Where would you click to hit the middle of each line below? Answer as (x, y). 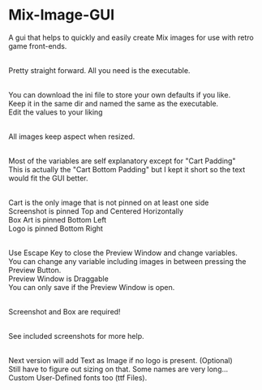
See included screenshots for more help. (76, 336)
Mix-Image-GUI (62, 15)
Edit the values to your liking (56, 112)
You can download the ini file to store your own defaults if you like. (120, 94)
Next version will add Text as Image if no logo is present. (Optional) (120, 360)
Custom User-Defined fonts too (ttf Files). (78, 377)
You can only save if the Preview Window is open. (92, 287)
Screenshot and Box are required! (64, 311)
